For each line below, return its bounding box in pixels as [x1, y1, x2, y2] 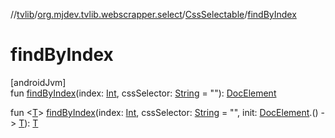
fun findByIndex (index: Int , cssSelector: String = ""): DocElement [10, 87, 277, 99]
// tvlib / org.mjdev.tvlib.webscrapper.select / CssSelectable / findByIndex [10, 9, 297, 20]
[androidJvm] [10, 76, 67, 88]
